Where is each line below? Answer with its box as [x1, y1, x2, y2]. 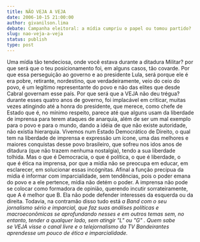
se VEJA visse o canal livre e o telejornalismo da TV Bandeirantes [7, 223, 170, 230]
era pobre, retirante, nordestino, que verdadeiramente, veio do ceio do [7, 77, 180, 84]
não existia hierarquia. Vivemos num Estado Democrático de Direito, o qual [7, 128, 190, 135]
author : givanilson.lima [7, 20, 69, 26]
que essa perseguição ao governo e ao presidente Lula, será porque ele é [7, 71, 189, 78]
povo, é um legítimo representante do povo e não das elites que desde [7, 83, 180, 91]
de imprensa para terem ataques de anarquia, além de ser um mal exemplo [7, 115, 191, 122]
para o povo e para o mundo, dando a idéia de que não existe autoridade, [7, 122, 187, 129]
